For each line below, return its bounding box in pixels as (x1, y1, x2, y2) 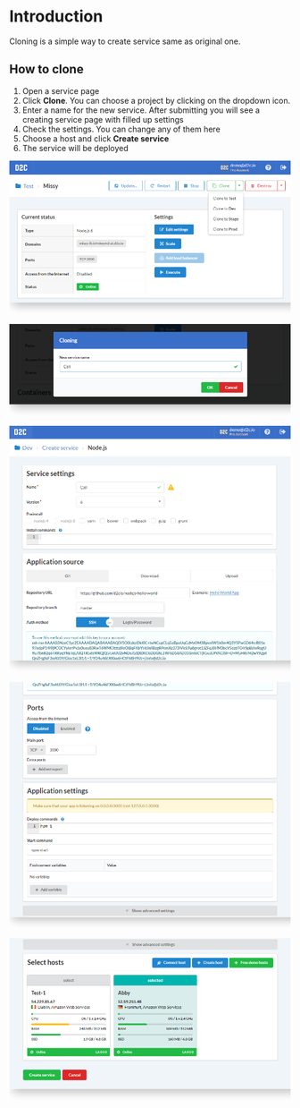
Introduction (9, 6, 104, 27)
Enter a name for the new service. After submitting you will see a (21, 105, 261, 115)
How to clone (9, 62, 84, 77)
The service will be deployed (21, 142, 129, 153)
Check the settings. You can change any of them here (21, 124, 221, 134)
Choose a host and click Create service (21, 132, 170, 144)
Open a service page (21, 85, 100, 96)
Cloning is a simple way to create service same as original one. (9, 36, 241, 47)
